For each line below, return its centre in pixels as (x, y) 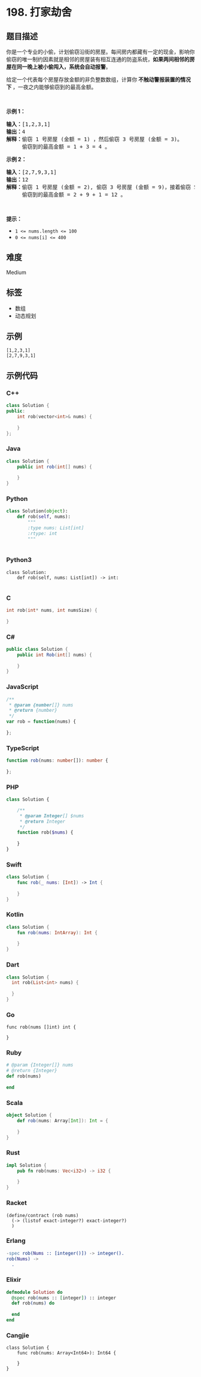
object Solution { (29, 1115)
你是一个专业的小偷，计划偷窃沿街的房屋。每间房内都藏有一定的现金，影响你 (100, 52)
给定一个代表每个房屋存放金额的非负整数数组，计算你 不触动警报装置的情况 (99, 79)
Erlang (16, 1241)
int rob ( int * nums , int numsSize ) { (52, 611)
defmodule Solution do (34, 1292)
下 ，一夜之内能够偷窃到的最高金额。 (51, 87)
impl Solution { (26, 1165)
